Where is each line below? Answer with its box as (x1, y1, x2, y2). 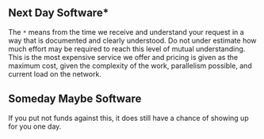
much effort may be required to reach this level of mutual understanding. (8, 43, 246, 54)
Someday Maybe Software (8, 92, 142, 106)
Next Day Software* (8, 6, 109, 20)
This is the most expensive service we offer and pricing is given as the (8, 52, 239, 62)
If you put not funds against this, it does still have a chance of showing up (8, 113, 249, 122)
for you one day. (8, 122, 62, 131)
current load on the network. (8, 69, 101, 78)
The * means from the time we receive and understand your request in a (8, 27, 244, 36)
